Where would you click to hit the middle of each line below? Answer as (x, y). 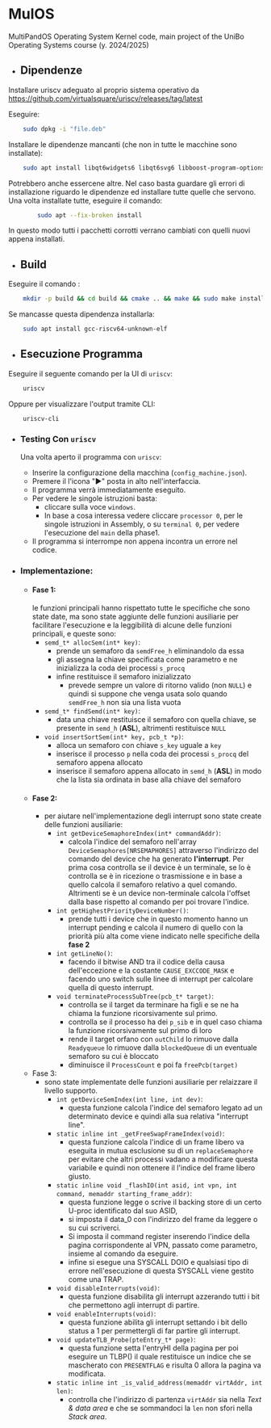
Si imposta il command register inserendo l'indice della (159, 1237)
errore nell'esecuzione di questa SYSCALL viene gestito (161, 1271)
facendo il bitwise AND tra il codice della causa (146, 962)
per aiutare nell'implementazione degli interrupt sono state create (153, 816)
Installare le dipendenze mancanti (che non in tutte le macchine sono (123, 144)
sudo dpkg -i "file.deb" (65, 129)
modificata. (87, 1374)
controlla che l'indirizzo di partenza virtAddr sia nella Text (165, 1400)
